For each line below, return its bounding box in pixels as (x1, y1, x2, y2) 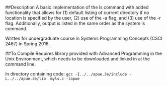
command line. (5, 61, 36, 67)
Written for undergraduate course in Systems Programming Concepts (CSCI (5, 35, 162, 41)
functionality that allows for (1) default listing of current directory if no (5, 10, 149, 16)
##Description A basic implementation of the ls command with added (5, 5, 149, 10)
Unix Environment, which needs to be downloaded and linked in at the (5, 56, 150, 62)
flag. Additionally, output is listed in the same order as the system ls (5, 20, 145, 26)
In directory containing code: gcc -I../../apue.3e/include (5, 71, 127, 77)
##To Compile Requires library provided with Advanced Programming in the (5, 50, 162, 56)
